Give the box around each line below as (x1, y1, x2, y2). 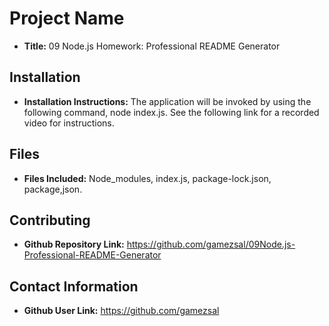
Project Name (9, 7, 125, 30)
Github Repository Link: (23, 238, 125, 251)
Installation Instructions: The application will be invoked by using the (23, 95, 312, 107)
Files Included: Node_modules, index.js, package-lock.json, (23, 172, 272, 184)
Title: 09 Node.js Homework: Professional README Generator (23, 40, 281, 52)
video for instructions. (23, 117, 115, 129)
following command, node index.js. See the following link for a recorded (23, 106, 320, 118)
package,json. (23, 183, 83, 195)
